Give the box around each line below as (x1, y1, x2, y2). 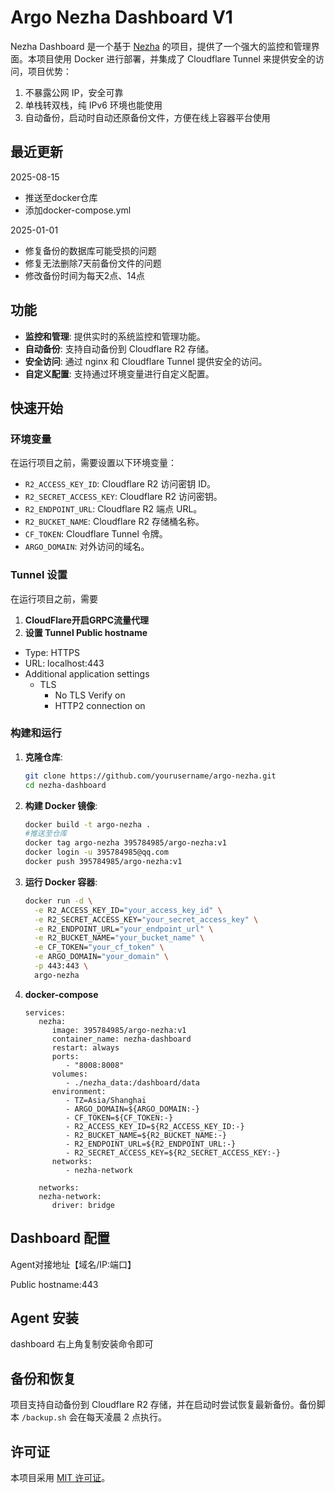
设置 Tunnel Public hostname (24, 626, 148, 638)
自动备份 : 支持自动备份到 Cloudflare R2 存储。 (24, 342, 215, 355)
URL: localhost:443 (24, 657, 105, 669)
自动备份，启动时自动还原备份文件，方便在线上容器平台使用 (24, 111, 271, 123)
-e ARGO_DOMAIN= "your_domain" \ (34, 952, 169, 962)
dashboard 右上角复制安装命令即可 (10, 1338, 154, 1350)
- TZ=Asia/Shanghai (65, 1095, 147, 1105)
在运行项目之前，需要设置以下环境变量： (10, 457, 177, 469)
